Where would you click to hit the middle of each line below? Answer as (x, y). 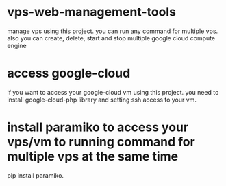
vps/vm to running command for (101, 142)
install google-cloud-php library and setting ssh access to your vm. (102, 100)
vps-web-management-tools (92, 12)
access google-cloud (69, 73)
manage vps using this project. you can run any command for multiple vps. (113, 31)
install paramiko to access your (98, 127)
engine (17, 45)
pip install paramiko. (35, 175)
